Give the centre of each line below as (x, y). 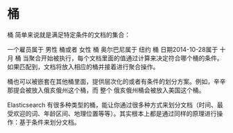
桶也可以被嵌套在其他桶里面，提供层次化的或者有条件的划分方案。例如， (110, 81)
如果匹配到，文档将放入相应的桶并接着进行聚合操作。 (83, 66)
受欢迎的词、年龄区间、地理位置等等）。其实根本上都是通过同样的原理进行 (112, 113)
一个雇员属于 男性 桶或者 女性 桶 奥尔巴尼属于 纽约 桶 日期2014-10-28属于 (113, 49)
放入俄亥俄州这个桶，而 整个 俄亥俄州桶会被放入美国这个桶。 (118, 90)
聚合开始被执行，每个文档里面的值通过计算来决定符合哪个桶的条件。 (126, 58)
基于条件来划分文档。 (50, 122)
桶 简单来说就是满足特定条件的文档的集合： (69, 35)
